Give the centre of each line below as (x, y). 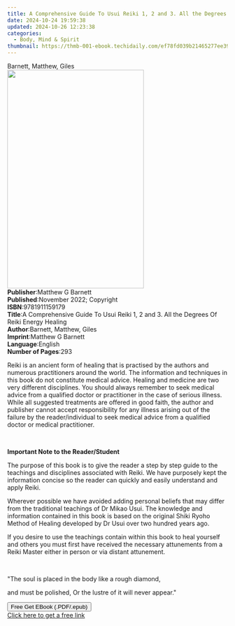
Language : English (34, 344)
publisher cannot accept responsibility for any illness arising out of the (109, 410)
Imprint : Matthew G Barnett (46, 337)
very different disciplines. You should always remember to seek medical (111, 387)
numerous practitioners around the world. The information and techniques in (117, 372)
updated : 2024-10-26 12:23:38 (51, 27)
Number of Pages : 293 (40, 351)
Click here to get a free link (46, 615)
